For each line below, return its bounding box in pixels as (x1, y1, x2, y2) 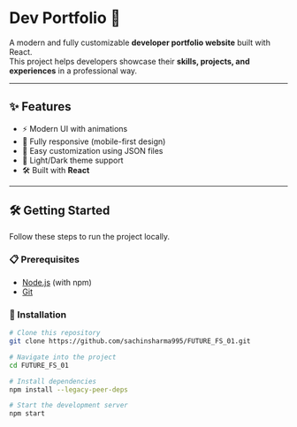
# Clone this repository (9, 329, 101, 338)
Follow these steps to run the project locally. (9, 231, 171, 241)
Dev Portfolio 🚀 (9, 8, 121, 28)
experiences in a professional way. (9, 65, 138, 76)
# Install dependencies (9, 377, 97, 385)
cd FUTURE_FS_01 (9, 361, 69, 370)
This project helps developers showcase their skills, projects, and (9, 56, 250, 66)
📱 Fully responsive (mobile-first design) (21, 136, 166, 147)
